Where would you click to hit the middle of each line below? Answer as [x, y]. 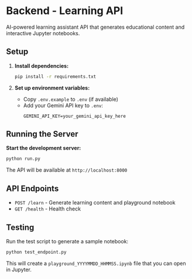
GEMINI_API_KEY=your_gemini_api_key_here [74, 116]
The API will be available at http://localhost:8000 [67, 170]
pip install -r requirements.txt [55, 76]
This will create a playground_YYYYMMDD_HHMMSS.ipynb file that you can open [96, 263]
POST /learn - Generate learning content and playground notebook [95, 203]
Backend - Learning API [65, 11]
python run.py [23, 159]
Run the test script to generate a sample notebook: [67, 241]
